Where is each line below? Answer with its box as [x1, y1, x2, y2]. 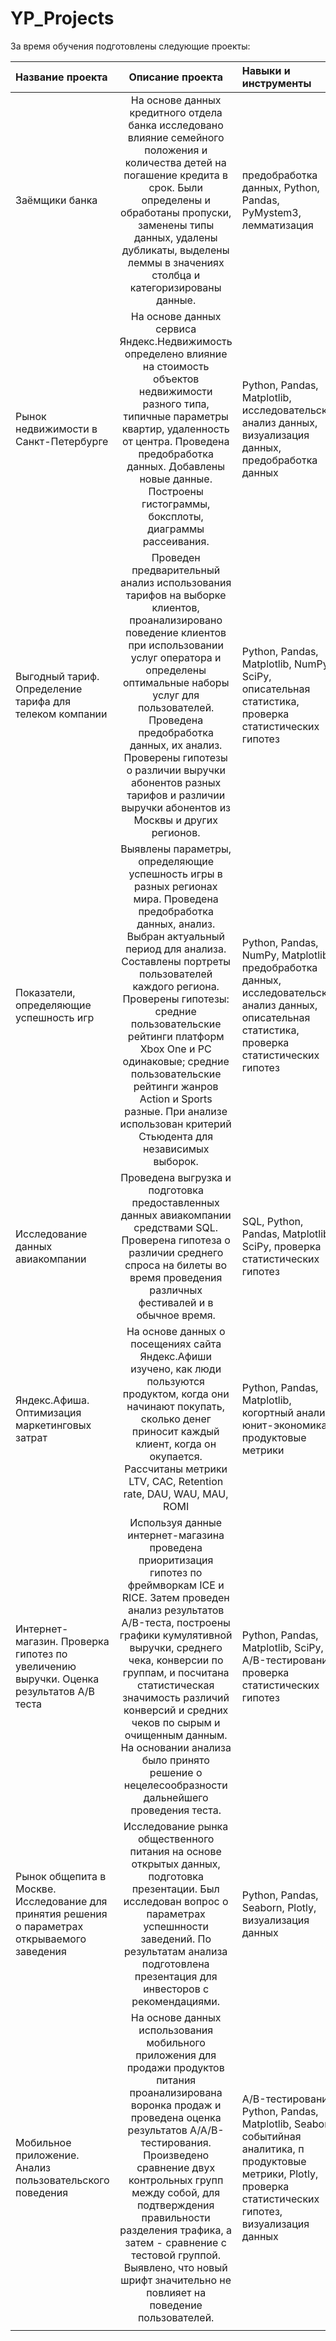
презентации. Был [131, 1882, 220, 1896]
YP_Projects [10, 7, 115, 30]
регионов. [151, 825, 201, 839]
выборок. [153, 1154, 199, 1168]
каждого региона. [132, 979, 220, 993]
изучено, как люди [130, 1362, 222, 1376]
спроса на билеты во [124, 1258, 228, 1272]
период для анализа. [125, 942, 227, 956]
